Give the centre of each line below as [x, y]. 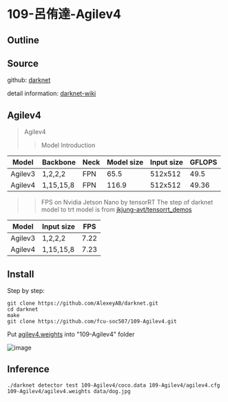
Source [23, 63]
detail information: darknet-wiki [52, 93]
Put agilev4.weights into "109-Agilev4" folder [71, 334]
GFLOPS [204, 162]
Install [21, 274]
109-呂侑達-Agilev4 [64, 14]
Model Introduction [68, 145]
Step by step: [26, 291]
